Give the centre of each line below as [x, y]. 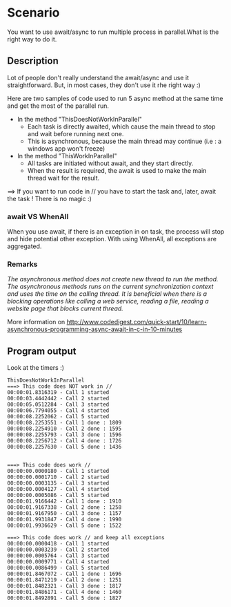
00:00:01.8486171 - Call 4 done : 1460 [64, 592]
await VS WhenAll [38, 216]
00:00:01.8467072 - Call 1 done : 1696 [64, 574]
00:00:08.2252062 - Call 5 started [58, 417]
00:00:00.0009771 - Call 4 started [58, 562]
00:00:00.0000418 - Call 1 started [58, 544]
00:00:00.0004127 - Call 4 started [58, 489]
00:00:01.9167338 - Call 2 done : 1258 [64, 507]
